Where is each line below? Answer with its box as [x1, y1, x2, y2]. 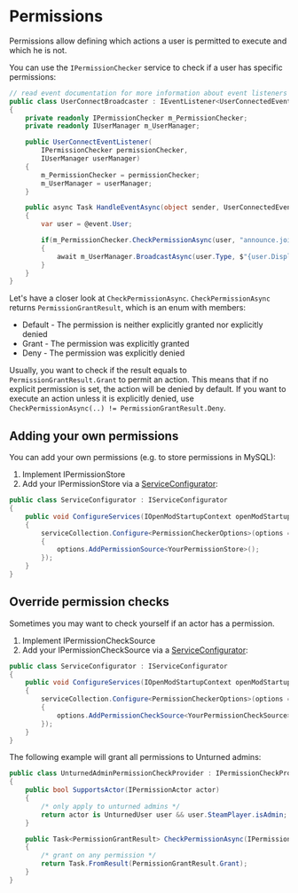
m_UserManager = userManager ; [41, 179, 153, 188]
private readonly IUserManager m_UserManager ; [25, 121, 200, 130]
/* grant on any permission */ [41, 851, 157, 860]
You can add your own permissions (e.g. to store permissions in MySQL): [9, 452, 277, 463]
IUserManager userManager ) [41, 154, 141, 163]
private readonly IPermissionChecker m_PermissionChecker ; [25, 114, 248, 122]
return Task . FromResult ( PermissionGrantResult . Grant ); [41, 859, 248, 868]
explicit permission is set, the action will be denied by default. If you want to [9, 384, 286, 395]
